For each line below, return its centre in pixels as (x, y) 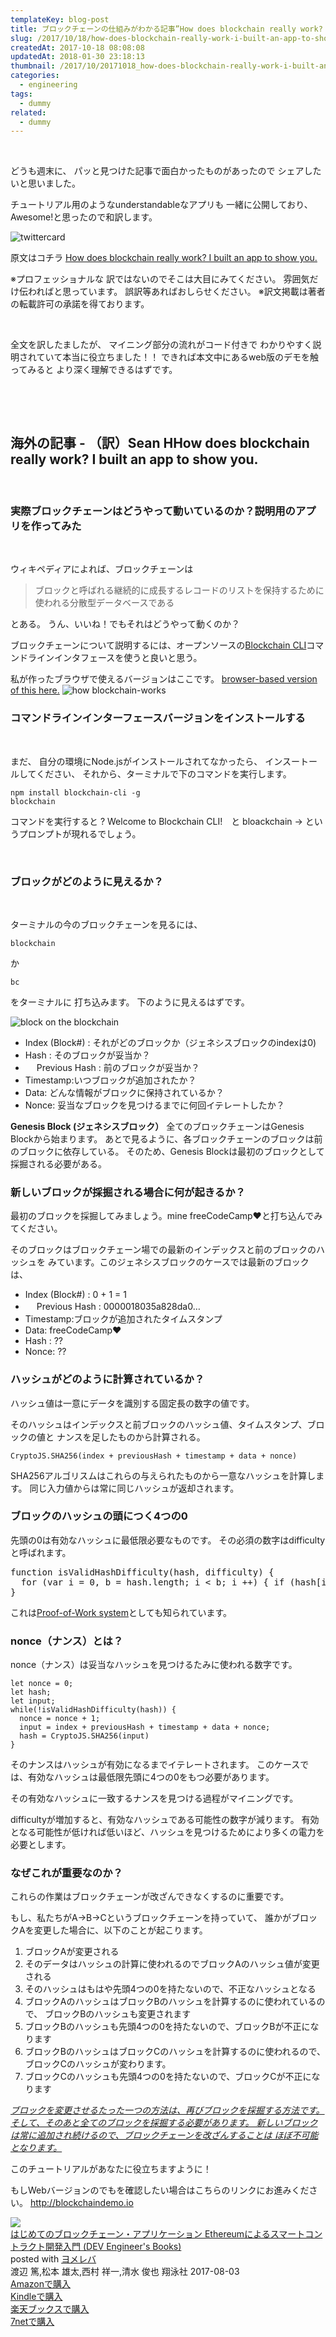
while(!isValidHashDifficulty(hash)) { (93, 1710)
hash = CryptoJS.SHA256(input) (84, 1736)
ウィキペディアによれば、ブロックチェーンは (102, 569)
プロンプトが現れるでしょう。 (80, 833)
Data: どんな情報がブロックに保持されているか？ (124, 1092)
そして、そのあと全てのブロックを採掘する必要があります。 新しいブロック (164, 2123)
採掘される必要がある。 (58, 1163)
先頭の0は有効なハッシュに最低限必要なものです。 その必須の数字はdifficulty (168, 1540)
